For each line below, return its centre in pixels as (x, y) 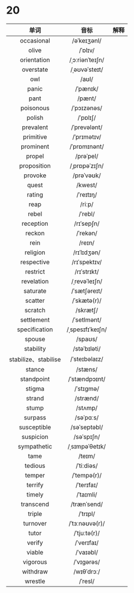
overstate (35, 69)
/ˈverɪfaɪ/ (87, 543)
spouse (35, 339)
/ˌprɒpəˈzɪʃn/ (87, 165)
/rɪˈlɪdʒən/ (87, 252)
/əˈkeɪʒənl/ (87, 40)
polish (35, 117)
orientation (35, 60)
